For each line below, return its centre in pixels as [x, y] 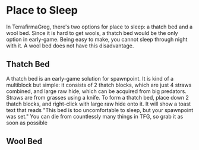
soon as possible [27, 123]
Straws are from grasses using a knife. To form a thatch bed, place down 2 [97, 97]
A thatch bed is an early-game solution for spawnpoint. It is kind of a [90, 78]
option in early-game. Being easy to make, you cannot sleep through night [97, 39]
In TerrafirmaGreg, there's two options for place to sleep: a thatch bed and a [99, 27]
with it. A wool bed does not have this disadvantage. [70, 46]
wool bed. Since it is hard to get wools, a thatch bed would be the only [92, 33]
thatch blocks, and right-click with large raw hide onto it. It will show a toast [99, 104]
